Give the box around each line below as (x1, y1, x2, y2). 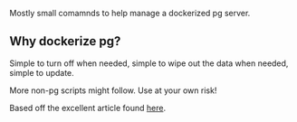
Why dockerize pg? (9, 33, 121, 49)
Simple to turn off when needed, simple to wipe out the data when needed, (9, 58, 289, 69)
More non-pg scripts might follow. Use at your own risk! (9, 85, 217, 96)
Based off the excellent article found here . (9, 102, 166, 113)
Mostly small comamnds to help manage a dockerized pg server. (9, 8, 251, 18)
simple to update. (9, 67, 74, 78)
